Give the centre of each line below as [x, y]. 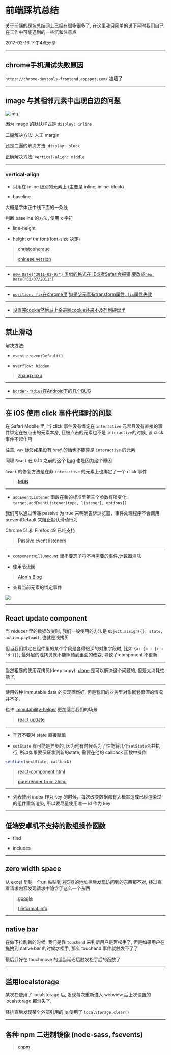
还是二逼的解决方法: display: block [43, 145]
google [25, 898]
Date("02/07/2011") [33, 279]
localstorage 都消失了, [28, 1001]
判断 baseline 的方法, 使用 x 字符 [39, 218]
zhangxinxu [30, 375]
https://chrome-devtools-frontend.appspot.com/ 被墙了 [64, 78]
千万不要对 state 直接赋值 [39, 735]
